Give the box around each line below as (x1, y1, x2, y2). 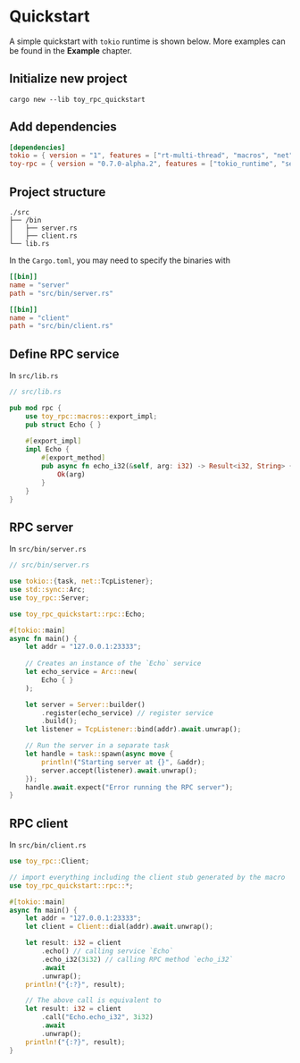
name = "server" (9, 280, 70, 290)
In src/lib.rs (9, 370, 59, 381)
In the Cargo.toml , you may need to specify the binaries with (9, 255, 230, 266)
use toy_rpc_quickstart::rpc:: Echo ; (9, 610, 146, 619)
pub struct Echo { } (25, 420, 102, 429)
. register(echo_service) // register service (41, 708, 214, 717)
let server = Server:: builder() (25, 700, 146, 709)
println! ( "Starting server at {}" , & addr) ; (41, 757, 205, 766)
